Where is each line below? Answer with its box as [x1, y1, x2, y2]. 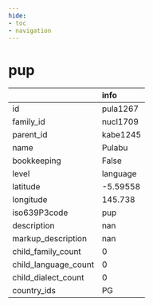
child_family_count [12, 246, 81, 257]
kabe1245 [101, 129, 142, 141]
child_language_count [12, 259, 94, 270]
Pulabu [101, 142, 128, 153]
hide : [8, 11, 26, 20]
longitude [12, 194, 48, 205]
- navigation [8, 26, 52, 34]
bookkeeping [12, 155, 61, 166]
